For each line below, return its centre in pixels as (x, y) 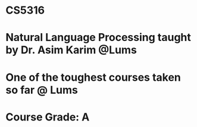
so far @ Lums (42, 90)
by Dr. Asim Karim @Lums (71, 50)
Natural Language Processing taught (98, 38)
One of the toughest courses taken (93, 77)
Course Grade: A (48, 117)
